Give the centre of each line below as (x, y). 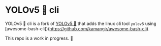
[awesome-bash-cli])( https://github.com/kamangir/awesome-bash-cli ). (77, 28)
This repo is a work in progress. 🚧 (39, 38)
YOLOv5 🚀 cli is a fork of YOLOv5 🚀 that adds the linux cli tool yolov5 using (81, 23)
